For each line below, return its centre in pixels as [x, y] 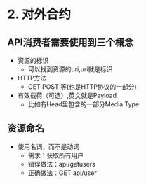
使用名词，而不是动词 [48, 146]
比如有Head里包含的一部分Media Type [84, 104]
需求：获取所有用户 [56, 155]
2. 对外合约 [39, 14]
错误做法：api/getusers [62, 164]
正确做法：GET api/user [62, 173]
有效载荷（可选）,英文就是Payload [67, 95]
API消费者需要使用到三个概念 [71, 42]
